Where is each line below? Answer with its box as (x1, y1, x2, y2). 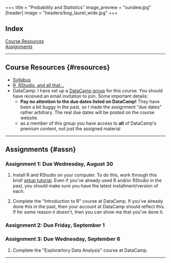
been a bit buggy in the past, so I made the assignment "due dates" (20, 104, 162, 110)
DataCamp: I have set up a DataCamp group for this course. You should (12, 87, 163, 93)
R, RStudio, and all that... (12, 82, 65, 88)
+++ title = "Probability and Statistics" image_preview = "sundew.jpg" (5, 5, 152, 10)
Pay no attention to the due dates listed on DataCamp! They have (20, 98, 160, 104)
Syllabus (12, 77, 31, 83)
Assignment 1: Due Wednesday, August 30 (5, 160, 113, 168)
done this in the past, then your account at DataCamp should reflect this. (12, 204, 165, 210)
